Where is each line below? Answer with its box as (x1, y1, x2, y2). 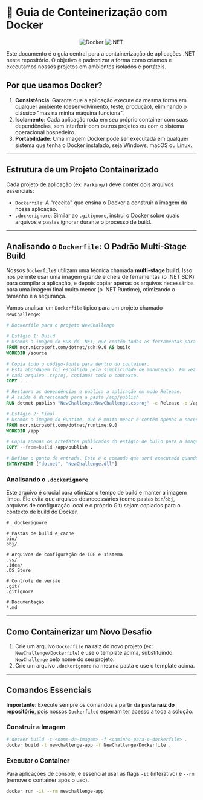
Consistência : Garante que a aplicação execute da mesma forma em (14, 96, 187, 103)
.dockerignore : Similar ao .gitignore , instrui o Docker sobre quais (14, 212, 180, 219)
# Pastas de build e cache (6, 530, 74, 537)
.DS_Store (6, 568, 31, 574)
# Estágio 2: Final (6, 411, 56, 417)
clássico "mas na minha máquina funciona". (14, 109, 124, 117)
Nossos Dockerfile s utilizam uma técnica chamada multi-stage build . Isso (6, 267, 192, 274)
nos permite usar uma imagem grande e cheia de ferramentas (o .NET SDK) (6, 273, 195, 281)
